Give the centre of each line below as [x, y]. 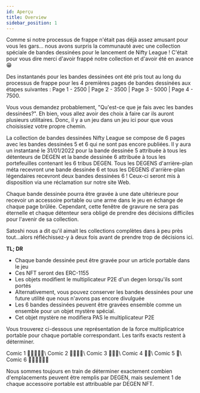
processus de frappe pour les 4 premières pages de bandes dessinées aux [99, 83]
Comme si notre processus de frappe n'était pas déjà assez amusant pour [97, 40]
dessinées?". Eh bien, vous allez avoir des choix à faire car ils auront [90, 113]
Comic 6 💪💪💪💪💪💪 [27, 360]
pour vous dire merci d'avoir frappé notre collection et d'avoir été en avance [100, 59]
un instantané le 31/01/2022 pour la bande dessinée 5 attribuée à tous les [96, 151]
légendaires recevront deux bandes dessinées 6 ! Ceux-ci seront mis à [93, 176]
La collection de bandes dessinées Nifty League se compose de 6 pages [96, 138]
